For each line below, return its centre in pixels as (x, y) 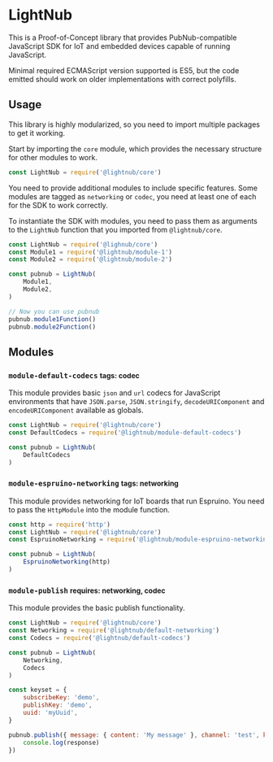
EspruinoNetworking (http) (67, 562)
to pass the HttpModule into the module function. (89, 509)
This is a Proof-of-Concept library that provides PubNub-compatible (123, 37)
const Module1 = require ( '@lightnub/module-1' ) (91, 252)
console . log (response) (61, 742)
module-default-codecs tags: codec (74, 375)
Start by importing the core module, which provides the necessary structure (135, 149)
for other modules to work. (53, 157)
